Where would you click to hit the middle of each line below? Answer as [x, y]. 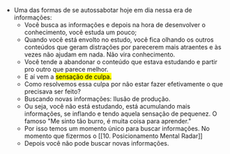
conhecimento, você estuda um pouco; [80, 32]
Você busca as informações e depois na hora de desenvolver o [115, 25]
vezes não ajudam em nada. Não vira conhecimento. [100, 54]
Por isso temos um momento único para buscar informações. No [117, 129]
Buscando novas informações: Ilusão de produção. [97, 99]
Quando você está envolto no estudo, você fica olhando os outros [119, 40]
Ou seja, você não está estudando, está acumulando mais [107, 106]
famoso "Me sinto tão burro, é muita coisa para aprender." [108, 121]
